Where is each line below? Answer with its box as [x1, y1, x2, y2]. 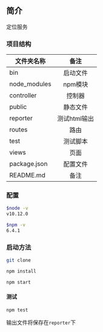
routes [9, 125, 28, 134]
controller [9, 91, 37, 100]
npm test [6, 307, 28, 313]
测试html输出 [57, 114, 95, 123]
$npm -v [6, 222, 26, 228]
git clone [6, 257, 32, 263]
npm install [6, 268, 36, 275]
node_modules [9, 80, 51, 88]
